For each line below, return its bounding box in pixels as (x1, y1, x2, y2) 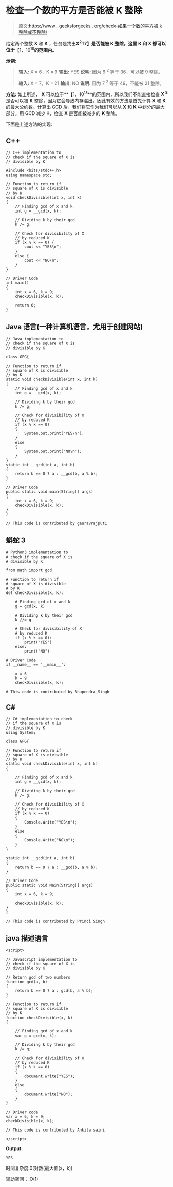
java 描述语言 (6, 934, 48, 943)
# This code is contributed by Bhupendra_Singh (6, 689, 110, 694)
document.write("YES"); (24, 1074, 75, 1079)
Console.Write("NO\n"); (24, 838, 75, 843)
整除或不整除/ (18, 29, 48, 35)
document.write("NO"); (24, 1092, 73, 1097)
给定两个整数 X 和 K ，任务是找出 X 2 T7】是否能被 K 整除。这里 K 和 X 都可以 (6, 39, 166, 46)
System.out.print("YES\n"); (24, 431, 84, 436)
